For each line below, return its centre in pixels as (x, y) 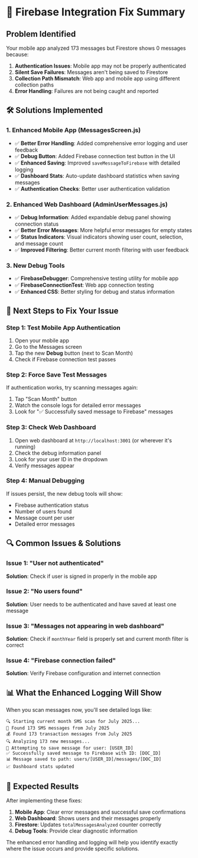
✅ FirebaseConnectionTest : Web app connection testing (84, 285)
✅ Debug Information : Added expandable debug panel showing (93, 217)
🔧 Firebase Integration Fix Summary (96, 12)
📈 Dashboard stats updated (40, 767)
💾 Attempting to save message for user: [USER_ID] (70, 748)
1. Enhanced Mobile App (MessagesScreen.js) (73, 130)
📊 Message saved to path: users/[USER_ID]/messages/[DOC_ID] (84, 759)
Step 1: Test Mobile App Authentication (63, 327)
